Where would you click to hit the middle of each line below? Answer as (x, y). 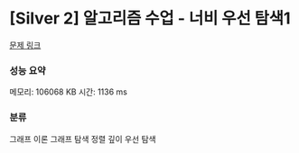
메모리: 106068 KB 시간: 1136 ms (69, 92)
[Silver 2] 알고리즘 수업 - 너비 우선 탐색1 (150, 18)
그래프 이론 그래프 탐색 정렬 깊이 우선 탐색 (83, 139)
